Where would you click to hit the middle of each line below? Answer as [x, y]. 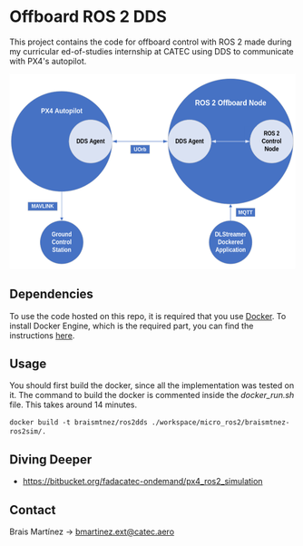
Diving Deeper [51, 459]
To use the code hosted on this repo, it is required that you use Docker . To [148, 316]
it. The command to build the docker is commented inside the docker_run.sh [152, 395]
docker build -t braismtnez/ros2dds [78, 423]
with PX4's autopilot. [48, 61]
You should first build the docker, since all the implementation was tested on [152, 385]
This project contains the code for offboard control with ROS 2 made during [151, 42]
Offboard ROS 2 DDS [88, 17]
